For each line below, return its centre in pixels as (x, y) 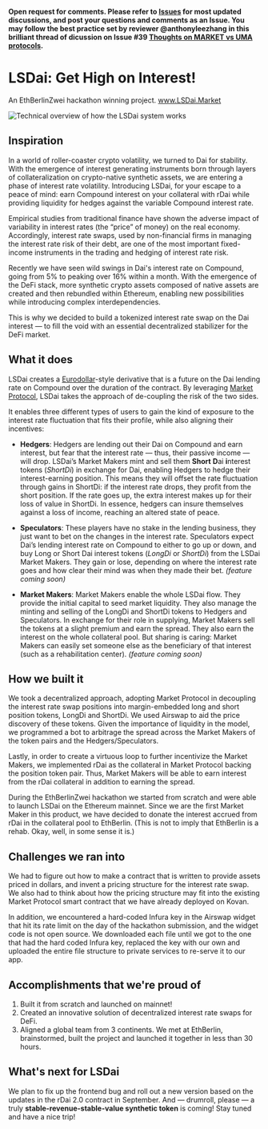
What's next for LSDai (64, 1072)
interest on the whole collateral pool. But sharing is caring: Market (128, 637)
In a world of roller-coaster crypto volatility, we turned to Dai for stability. (128, 160)
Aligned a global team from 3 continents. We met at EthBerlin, (121, 1030)
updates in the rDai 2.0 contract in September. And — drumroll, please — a (132, 1099)
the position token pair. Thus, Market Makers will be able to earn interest (128, 773)
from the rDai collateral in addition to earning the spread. (102, 782)
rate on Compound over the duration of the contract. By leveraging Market (131, 387)
